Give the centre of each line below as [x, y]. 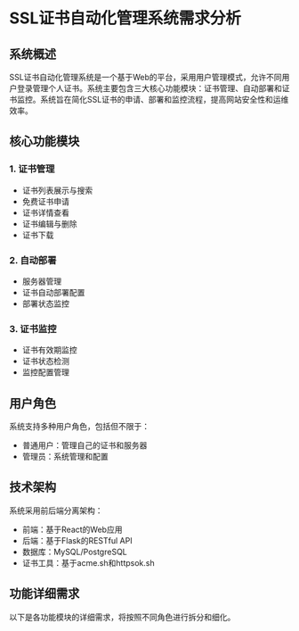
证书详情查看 [45, 212]
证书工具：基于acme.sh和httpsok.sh [88, 562]
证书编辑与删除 [49, 223]
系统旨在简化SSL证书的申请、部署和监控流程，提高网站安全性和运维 [164, 100]
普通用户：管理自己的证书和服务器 [85, 445]
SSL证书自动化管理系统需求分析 [125, 18]
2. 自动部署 [33, 260]
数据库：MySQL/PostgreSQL [74, 552]
